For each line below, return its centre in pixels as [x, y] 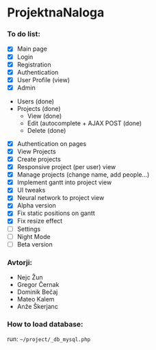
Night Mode [34, 236]
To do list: [24, 34]
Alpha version [36, 205]
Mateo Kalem [36, 299]
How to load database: [45, 324]
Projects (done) [39, 108]
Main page [32, 49]
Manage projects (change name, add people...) [83, 175]
